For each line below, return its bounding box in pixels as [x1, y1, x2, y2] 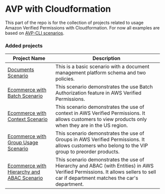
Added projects [5, 42, 43, 49]
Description [92, 55, 121, 62]
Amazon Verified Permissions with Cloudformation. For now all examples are [5, 24, 160, 30]
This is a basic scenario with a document [55, 63, 150, 70]
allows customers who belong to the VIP [55, 142, 148, 149]
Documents [7, 66, 34, 73]
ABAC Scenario [7, 175, 43, 182]
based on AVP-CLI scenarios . [5, 30, 65, 36]
